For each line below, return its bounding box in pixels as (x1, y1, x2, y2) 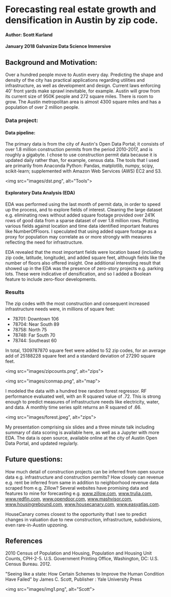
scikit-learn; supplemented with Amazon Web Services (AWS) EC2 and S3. (5, 168, 162, 174)
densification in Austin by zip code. (5, 14, 158, 26)
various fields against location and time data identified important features (5, 223, 159, 229)
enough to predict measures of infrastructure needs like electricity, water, (5, 398, 160, 404)
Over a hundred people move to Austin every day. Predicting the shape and (5, 71, 163, 78)
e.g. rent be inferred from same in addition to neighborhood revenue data (5, 479, 159, 486)
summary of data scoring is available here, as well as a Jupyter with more (5, 429, 159, 435)
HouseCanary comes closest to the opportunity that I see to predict (5, 511, 147, 517)
